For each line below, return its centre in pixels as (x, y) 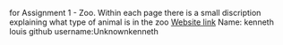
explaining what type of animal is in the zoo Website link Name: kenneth (142, 22)
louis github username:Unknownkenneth (84, 31)
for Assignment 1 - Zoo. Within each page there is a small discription (135, 13)
